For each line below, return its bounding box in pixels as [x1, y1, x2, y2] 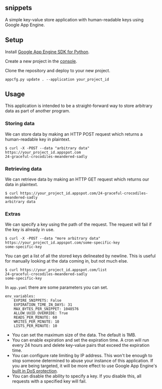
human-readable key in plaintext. [5, 136, 71, 142]
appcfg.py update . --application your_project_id [5, 77, 109, 82]
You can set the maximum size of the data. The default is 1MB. [12, 332, 136, 338]
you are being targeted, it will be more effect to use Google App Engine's [12, 363, 157, 369]
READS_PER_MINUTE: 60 [14, 315, 57, 320]
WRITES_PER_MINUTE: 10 [14, 319, 59, 324]
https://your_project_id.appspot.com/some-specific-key [5, 240, 120, 245]
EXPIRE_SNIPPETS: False [14, 298, 62, 303]
